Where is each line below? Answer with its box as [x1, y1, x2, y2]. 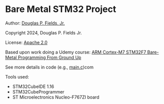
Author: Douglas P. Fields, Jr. [5, 20, 65, 26]
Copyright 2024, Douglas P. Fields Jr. [5, 29, 82, 35]
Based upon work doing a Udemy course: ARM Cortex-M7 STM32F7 [5, 49, 146, 55]
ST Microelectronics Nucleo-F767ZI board [12, 94, 99, 100]
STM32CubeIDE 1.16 [12, 83, 54, 89]
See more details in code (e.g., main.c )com [5, 64, 94, 70]
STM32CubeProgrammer [12, 88, 64, 94]
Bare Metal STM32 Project [5, 3, 116, 15]
